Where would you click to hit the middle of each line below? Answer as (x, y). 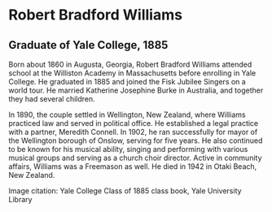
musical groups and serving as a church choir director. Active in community (135, 158)
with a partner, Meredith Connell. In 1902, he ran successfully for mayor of (133, 132)
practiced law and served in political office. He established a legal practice (134, 123)
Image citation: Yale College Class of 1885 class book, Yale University (125, 191)
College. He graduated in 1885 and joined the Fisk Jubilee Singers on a (127, 82)
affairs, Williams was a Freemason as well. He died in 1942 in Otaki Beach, (133, 167)
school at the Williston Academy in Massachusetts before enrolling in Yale (132, 73)
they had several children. (52, 99)
